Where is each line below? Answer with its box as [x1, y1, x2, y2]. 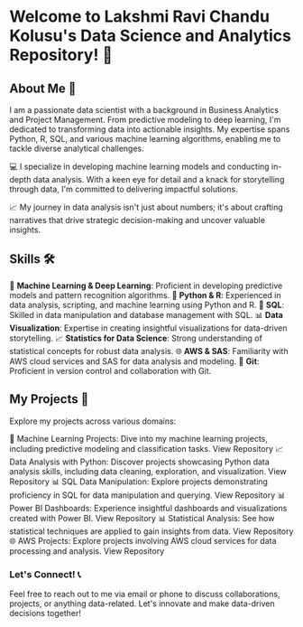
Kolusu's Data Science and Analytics [9, 25, 291, 46]
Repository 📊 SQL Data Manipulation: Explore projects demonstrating [9, 476, 269, 487]
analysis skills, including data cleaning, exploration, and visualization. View [9, 465, 287, 476]
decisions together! [9, 607, 81, 618]
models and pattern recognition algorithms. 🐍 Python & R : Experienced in [9, 289, 281, 300]
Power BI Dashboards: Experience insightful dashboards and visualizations [9, 502, 288, 513]
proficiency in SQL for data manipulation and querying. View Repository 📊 [9, 490, 286, 501]
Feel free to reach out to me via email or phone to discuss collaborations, [9, 588, 280, 599]
